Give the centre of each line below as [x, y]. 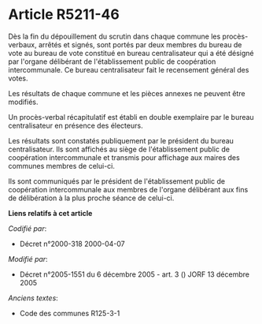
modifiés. [23, 102]
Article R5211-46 [64, 15]
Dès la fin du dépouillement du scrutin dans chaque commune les [114, 36]
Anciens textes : [33, 298]
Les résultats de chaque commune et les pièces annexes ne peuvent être [127, 93]
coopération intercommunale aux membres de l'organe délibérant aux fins [128, 189]
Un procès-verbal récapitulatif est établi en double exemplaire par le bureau [131, 117]
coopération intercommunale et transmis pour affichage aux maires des [124, 157]
